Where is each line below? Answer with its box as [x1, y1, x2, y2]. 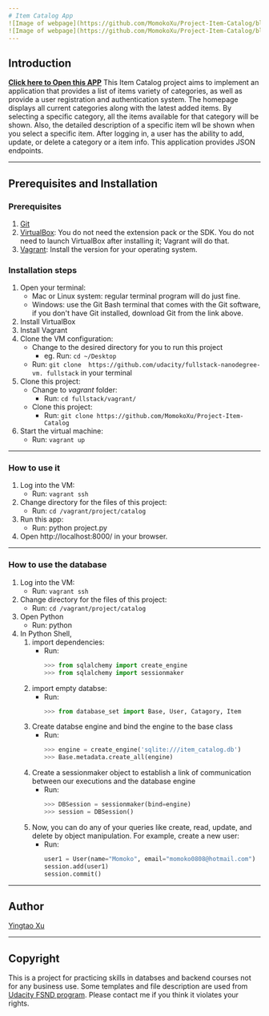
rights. [8, 998, 30, 1008]
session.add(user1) [43, 862, 110, 871]
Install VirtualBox [19, 317, 76, 327]
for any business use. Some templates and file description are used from [8, 981, 248, 991]
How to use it [8, 462, 60, 473]
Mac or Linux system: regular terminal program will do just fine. [31, 291, 241, 301]
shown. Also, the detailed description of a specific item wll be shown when [8, 120, 255, 130]
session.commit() [43, 870, 102, 878]
